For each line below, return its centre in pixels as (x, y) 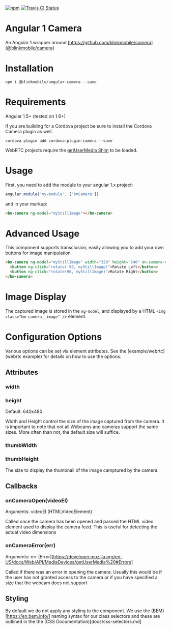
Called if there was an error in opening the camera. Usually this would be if (84, 572)
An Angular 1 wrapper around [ (37, 42)
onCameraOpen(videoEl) (37, 500)
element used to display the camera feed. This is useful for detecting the (81, 527)
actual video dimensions (31, 532)
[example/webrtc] (146, 351)
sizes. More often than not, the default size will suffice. (63, 432)
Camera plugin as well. (29, 131)
